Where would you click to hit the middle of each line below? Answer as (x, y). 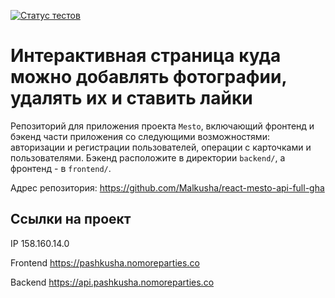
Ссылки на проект (71, 219)
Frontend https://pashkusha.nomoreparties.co (105, 262)
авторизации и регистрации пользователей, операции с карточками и (161, 147)
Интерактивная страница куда (146, 56)
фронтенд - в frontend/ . (61, 168)
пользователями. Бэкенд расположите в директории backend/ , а (148, 157)
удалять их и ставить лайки (131, 98)
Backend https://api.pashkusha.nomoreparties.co (112, 282)
